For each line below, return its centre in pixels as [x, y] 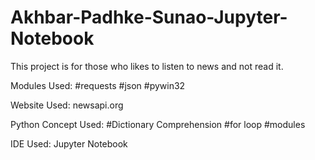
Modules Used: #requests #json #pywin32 [98, 85]
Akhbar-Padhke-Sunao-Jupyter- [149, 17]
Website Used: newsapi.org [67, 105]
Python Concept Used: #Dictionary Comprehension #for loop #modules [158, 124]
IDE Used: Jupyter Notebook [69, 143]
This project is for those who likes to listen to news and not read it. [147, 66]
